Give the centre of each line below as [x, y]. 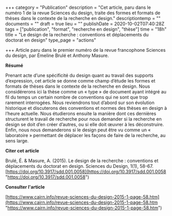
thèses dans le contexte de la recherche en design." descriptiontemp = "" [83, 18]
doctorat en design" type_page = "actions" [51, 40]
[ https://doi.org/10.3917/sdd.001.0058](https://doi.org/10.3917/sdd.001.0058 [86, 172]
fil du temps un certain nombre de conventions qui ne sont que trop [77, 97]
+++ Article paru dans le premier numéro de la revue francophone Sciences [85, 50]
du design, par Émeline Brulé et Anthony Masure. [57, 55]
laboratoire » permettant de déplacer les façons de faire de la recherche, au [85, 135]
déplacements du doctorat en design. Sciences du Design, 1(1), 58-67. [79, 166]
